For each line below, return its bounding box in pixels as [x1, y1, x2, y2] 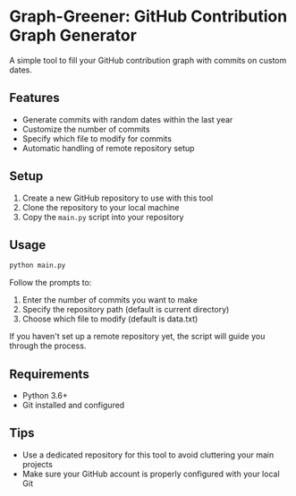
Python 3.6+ [21, 390, 69, 401]
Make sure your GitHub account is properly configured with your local [21, 468, 280, 479]
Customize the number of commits [21, 124, 150, 134]
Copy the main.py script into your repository [21, 211, 184, 222]
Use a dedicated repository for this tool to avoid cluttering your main [21, 449, 275, 460]
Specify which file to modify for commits [21, 133, 173, 144]
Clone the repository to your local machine [21, 201, 180, 212]
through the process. [9, 340, 87, 351]
